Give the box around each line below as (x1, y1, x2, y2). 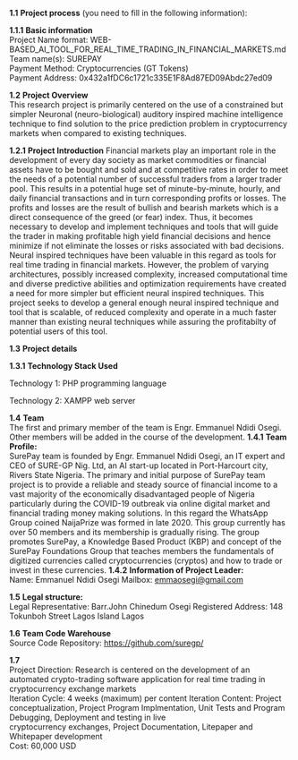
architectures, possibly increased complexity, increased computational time (9, 269, 288, 279)
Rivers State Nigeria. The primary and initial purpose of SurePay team (9, 470, 266, 480)
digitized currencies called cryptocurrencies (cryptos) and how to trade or (9, 555, 283, 566)
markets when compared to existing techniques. (9, 128, 187, 138)
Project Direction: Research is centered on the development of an (9, 664, 251, 675)
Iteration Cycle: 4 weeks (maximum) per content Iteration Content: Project (9, 693, 282, 704)
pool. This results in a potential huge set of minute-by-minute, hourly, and (9, 184, 281, 193)
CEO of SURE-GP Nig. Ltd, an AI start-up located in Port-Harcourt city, (9, 460, 268, 471)
